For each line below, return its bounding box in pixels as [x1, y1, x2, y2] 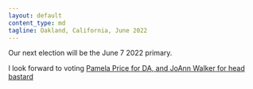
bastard [8, 72, 34, 82]
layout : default [8, 11, 62, 20]
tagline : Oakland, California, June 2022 [8, 26, 148, 34]
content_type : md [8, 19, 66, 27]
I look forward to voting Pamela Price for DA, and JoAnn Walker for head [8, 64, 245, 73]
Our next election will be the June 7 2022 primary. [8, 48, 173, 58]
